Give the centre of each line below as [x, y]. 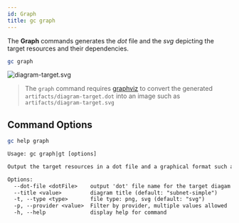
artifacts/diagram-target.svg [70, 103]
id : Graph [22, 14]
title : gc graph [31, 21]
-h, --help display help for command [90, 213]
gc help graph [28, 141]
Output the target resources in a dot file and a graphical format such [117, 167]
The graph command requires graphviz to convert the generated [119, 89]
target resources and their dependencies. [68, 48]
